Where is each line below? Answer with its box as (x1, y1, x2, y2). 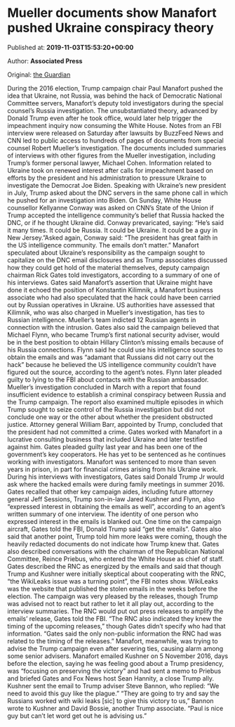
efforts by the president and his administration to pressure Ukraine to (7, 174, 207, 182)
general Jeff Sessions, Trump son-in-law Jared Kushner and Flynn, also (7, 494, 215, 503)
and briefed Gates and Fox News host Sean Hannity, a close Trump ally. (7, 674, 214, 683)
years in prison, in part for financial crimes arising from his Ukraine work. (7, 465, 218, 473)
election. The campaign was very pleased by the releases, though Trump (7, 592, 219, 600)
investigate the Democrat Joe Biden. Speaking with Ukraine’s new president (7, 181, 227, 189)
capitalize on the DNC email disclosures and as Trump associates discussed (7, 255, 228, 264)
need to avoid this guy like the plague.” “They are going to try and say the (7, 689, 220, 697)
